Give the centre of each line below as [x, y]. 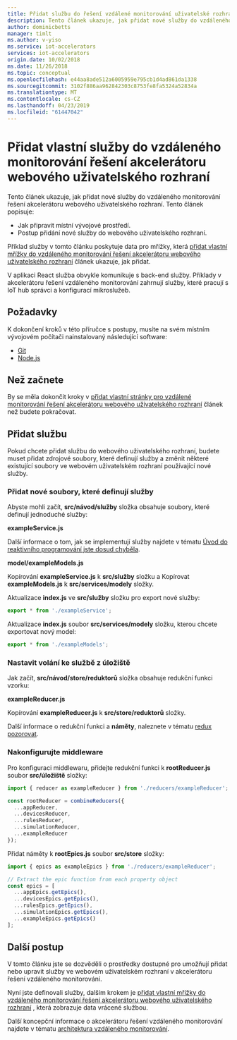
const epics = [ [31, 886]
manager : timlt [30, 33]
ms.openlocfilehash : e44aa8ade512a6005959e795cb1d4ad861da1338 [102, 79]
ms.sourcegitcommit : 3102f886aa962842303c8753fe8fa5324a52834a [102, 86]
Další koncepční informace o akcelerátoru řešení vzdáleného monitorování [115, 1021]
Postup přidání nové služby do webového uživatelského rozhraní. [112, 233]
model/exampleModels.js [45, 563]
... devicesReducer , [42, 814]
